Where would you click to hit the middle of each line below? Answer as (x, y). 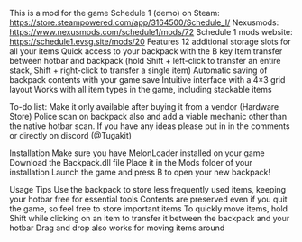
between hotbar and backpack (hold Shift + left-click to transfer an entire (145, 61)
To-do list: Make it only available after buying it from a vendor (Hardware (144, 107)
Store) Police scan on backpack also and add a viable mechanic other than (148, 117)
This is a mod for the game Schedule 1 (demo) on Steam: (114, 13)
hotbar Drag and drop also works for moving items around (117, 228)
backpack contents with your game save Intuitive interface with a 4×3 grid (147, 80)
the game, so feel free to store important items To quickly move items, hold (149, 209)
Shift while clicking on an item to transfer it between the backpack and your (150, 218)
